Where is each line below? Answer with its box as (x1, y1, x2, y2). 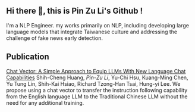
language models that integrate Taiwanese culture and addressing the (6, 28, 178, 35)
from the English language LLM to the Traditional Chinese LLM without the (6, 93, 188, 100)
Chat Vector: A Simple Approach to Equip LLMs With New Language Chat (6, 67, 186, 74)
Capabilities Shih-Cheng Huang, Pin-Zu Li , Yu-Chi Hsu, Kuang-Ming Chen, (6, 74, 188, 81)
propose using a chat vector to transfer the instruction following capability (6, 86, 188, 94)
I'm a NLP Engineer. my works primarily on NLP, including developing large (6, 21, 189, 29)
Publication (6, 52, 49, 62)
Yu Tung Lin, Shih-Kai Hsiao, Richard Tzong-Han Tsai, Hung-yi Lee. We (6, 80, 181, 87)
